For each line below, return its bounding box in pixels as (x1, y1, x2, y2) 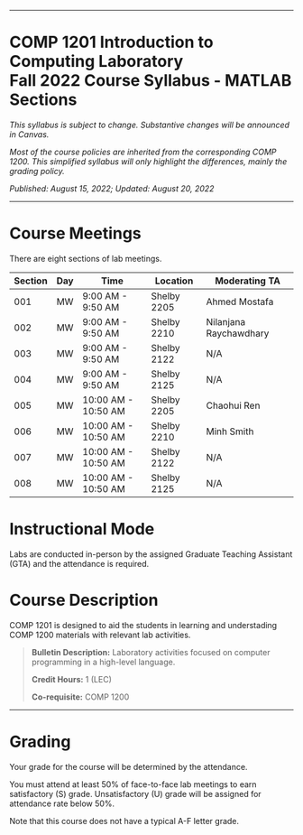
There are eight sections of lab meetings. (9, 253, 162, 264)
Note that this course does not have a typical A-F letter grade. (9, 815, 240, 826)
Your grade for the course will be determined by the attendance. (9, 761, 248, 772)
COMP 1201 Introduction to (9, 32, 214, 52)
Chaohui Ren (206, 399, 261, 412)
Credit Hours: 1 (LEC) (31, 673, 113, 684)
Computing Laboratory (9, 51, 184, 72)
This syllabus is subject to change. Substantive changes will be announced (9, 119, 290, 130)
